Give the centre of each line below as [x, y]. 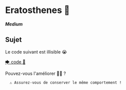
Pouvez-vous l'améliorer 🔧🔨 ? [35, 73]
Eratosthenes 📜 [37, 10]
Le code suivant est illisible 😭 [36, 51]
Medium [14, 24]
